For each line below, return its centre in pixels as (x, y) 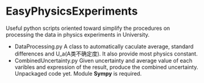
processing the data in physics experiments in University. (78, 34)
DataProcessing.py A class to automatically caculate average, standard (104, 46)
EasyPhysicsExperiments (72, 11)
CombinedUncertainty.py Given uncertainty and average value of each (104, 60)
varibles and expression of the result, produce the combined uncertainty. (106, 67)
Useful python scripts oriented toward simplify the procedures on (88, 28)
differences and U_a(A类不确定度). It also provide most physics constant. (106, 54)
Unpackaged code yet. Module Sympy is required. (78, 73)
